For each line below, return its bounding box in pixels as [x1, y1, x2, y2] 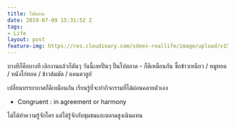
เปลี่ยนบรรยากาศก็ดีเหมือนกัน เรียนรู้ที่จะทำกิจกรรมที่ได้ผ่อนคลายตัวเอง [7, 84, 169, 91]
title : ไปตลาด [7, 10, 45, 17]
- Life [7, 29, 27, 37]
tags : [7, 23, 23, 30]
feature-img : [7, 43, 45, 50]
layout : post [7, 36, 45, 43]
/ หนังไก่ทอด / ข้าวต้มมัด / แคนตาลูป [7, 70, 92, 77]
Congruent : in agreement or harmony [17, 98, 127, 105]
